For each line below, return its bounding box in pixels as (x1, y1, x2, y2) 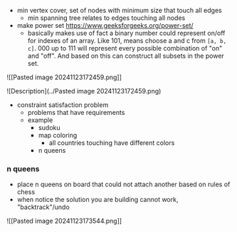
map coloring (38, 131, 78, 139)
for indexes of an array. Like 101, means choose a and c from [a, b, (27, 36, 227, 45)
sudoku (38, 123, 60, 131)
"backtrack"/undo (16, 203, 70, 211)
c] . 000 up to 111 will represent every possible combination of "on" (27, 44, 223, 52)
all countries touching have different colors (48, 138, 175, 147)
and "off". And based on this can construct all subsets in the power (27, 51, 225, 60)
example (27, 116, 53, 124)
